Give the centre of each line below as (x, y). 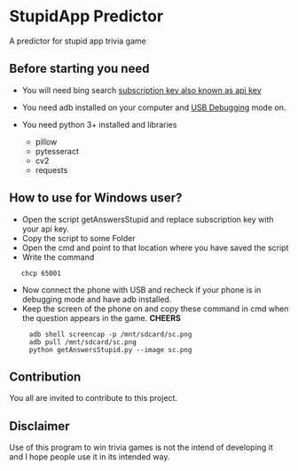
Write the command (58, 257)
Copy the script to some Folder (78, 238)
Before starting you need (79, 69)
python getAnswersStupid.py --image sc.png (110, 349)
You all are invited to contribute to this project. (94, 398)
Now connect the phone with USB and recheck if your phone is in (141, 289)
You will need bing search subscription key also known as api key (141, 90)
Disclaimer (39, 426)
